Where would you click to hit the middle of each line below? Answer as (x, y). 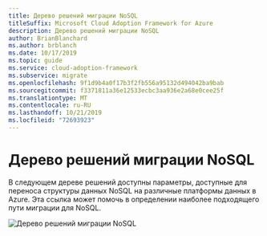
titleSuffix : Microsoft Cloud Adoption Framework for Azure (111, 23)
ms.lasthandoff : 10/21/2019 (55, 113)
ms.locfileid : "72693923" (51, 120)
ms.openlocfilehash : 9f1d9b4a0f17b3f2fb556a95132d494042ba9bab (116, 83)
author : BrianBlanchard (48, 38)
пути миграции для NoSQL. (55, 208)
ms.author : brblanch (43, 46)
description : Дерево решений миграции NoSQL (84, 31)
